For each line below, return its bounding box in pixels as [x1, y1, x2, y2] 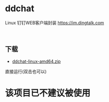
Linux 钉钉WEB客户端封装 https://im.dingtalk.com [5, 20, 105, 25]
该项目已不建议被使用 [5, 87, 91, 99]
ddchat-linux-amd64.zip [12, 58, 61, 64]
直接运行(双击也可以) [5, 68, 47, 74]
